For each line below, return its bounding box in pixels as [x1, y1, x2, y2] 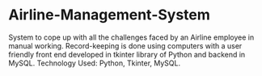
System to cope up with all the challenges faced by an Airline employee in [8, 32, 255, 42]
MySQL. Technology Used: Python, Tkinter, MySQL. [8, 58, 180, 68]
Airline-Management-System [8, 6, 210, 24]
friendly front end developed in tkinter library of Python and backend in [8, 49, 246, 59]
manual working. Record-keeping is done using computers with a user [8, 40, 243, 50]
